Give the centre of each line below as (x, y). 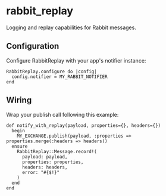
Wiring (19, 100)
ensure (20, 146)
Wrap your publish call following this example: (62, 114)
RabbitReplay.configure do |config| (51, 71)
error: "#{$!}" (41, 172)
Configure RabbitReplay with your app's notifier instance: (76, 60)
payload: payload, (45, 157)
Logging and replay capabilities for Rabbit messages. (71, 27)
